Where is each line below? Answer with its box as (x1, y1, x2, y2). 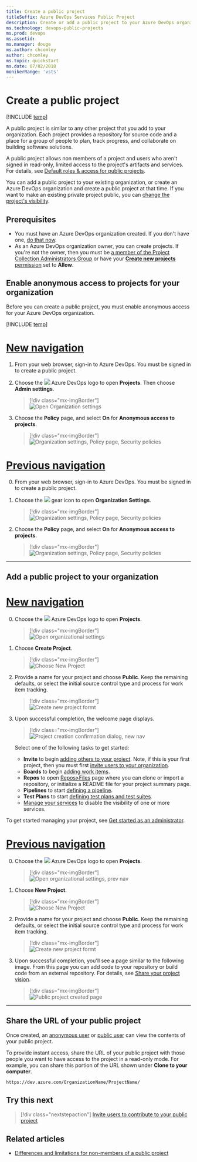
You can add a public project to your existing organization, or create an (6, 179, 178, 186)
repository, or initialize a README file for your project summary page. (23, 781, 191, 788)
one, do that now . (14, 236, 57, 243)
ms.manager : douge (6, 42, 51, 48)
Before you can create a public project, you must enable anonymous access (6, 303, 190, 310)
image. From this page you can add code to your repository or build (14, 963, 178, 970)
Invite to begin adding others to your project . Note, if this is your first (23, 755, 190, 763)
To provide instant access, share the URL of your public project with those (6, 1049, 185, 1056)
